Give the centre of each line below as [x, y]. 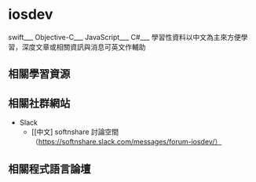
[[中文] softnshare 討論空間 [75, 132]
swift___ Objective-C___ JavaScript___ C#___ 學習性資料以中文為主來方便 [124, 37]
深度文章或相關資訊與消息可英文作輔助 [84, 47]
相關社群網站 [39, 103]
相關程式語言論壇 [49, 169]
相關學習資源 [39, 74]
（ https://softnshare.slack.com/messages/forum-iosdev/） [126, 142]
